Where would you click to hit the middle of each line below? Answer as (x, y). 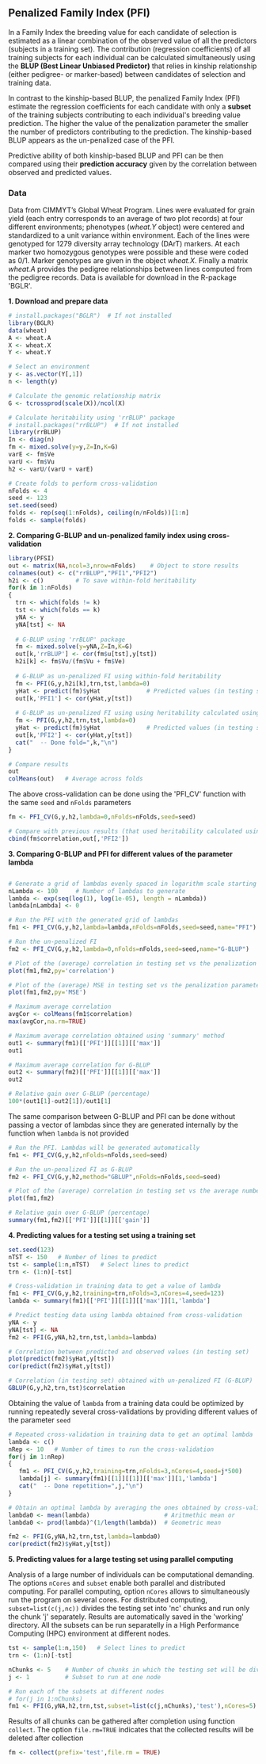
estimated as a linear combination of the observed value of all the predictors (133, 40)
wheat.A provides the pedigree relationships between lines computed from (130, 269)
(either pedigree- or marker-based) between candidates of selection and (127, 74)
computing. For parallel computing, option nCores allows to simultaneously (129, 1591)
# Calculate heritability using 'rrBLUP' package (92, 418)
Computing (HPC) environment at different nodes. (89, 1634)
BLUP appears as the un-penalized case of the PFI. (92, 140)
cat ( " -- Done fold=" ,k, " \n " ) (67, 743)
